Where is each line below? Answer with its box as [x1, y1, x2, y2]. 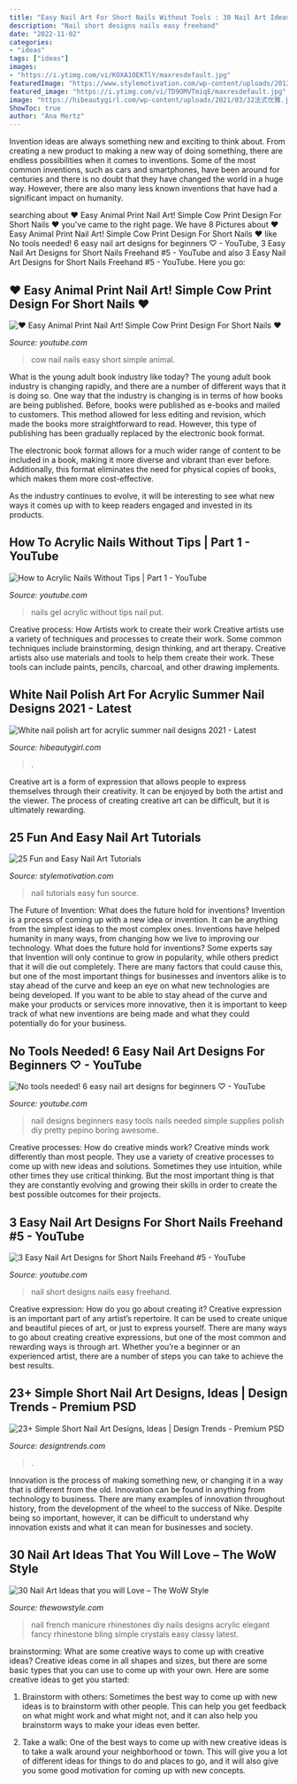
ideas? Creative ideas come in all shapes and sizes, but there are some [9, 1655, 268, 1666]
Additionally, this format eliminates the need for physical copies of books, [9, 464, 277, 474]
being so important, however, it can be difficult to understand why [9, 1512, 249, 1523]
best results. [9, 1360, 55, 1370]
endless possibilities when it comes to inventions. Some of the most [9, 155, 256, 166]
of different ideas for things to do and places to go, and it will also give [21, 1756, 279, 1766]
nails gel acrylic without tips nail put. [30, 606, 164, 617]
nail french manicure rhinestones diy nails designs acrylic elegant [30, 1619, 270, 1630]
